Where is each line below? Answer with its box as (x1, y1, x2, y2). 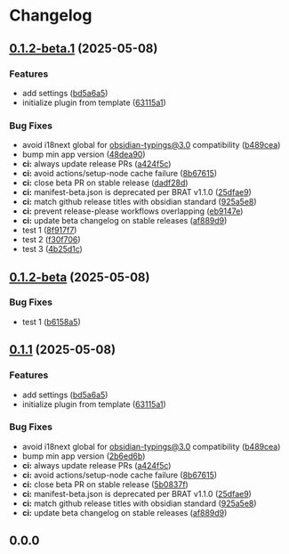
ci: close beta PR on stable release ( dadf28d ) (21, 177, 189, 188)
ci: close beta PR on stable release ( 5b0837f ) (21, 478, 189, 490)
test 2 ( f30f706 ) (21, 234, 82, 245)
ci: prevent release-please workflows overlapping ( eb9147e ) (21, 206, 244, 216)
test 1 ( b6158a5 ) (21, 316, 82, 327)
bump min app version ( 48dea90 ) (21, 149, 146, 160)
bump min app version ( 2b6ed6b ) (21, 451, 146, 461)
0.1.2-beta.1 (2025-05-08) (9, 41, 158, 56)
